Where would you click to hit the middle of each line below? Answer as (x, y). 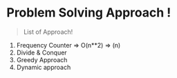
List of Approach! (48, 32)
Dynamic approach (44, 67)
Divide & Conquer (41, 52)
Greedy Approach (42, 59)
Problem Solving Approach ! (89, 13)
